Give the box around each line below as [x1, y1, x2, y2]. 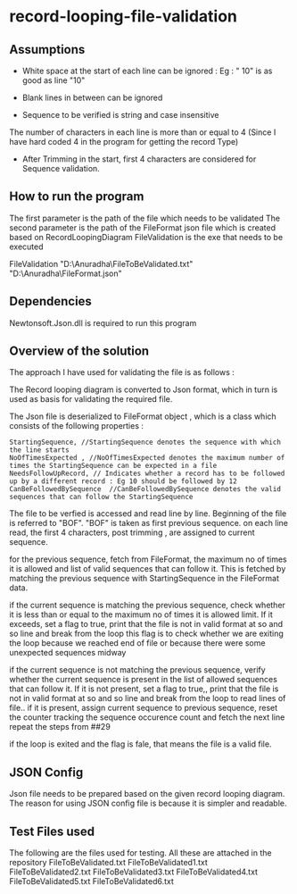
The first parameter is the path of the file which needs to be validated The [9, 213, 281, 223]
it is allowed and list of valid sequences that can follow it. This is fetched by [9, 564, 286, 574]
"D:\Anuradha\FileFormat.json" [9, 268, 122, 279]
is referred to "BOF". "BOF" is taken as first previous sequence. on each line [9, 518, 288, 529]
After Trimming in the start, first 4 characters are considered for [21, 154, 257, 164]
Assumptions [9, 42, 86, 57]
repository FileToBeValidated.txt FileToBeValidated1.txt [9, 857, 208, 868]
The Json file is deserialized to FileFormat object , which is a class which [9, 411, 276, 422]
